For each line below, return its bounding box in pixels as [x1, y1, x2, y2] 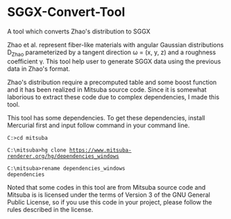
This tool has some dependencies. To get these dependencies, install [7, 113, 205, 122]
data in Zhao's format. [7, 64, 71, 73]
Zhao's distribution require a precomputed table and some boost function [7, 78, 217, 86]
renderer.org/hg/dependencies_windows [7, 152, 119, 160]
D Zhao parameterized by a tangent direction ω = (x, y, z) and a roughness [7, 48, 216, 58]
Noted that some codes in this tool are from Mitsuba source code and [7, 183, 206, 191]
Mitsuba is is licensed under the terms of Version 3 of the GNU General [7, 190, 210, 199]
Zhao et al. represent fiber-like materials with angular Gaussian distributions [7, 40, 224, 49]
